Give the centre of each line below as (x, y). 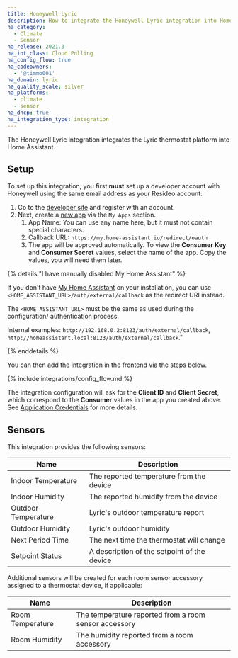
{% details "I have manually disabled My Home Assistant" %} (97, 274)
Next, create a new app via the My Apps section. (87, 215)
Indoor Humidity (38, 497)
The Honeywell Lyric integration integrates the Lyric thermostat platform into (119, 140)
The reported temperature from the (147, 477)
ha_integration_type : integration (58, 119)
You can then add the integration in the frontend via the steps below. (107, 365)
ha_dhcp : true (28, 113)
